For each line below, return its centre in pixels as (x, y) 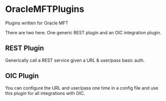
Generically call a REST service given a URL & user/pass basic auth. (75, 60)
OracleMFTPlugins (45, 9)
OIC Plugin (22, 76)
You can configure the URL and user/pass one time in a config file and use (82, 88)
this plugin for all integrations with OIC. (45, 93)
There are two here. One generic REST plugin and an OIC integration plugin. (83, 32)
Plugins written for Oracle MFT (37, 23)
